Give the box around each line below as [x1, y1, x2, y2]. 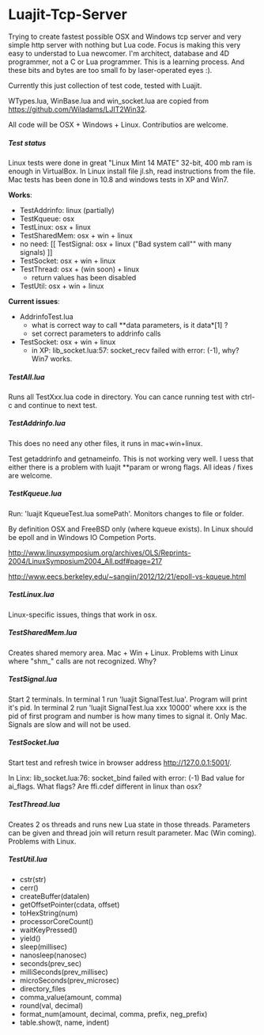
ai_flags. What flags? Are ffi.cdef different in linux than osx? [8, 782, 202, 791]
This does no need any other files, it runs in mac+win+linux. [8, 438, 203, 448]
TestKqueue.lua [8, 489, 62, 498]
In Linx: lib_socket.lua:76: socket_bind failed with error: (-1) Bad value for [8, 773, 245, 782]
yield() [19, 933, 41, 943]
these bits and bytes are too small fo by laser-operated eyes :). [8, 65, 213, 74]
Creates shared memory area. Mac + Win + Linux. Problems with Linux [8, 648, 239, 657]
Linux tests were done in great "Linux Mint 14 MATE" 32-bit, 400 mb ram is [8, 158, 253, 167]
